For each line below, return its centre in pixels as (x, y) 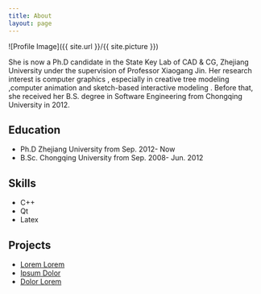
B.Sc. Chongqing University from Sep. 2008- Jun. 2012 (112, 158)
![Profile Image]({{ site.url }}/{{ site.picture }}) (83, 46)
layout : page (30, 23)
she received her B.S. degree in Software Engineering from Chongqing (126, 96)
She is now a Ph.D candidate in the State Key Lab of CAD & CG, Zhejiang (129, 62)
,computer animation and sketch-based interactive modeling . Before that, (131, 87)
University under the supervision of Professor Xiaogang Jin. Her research (130, 70)
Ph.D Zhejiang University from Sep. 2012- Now (97, 149)
